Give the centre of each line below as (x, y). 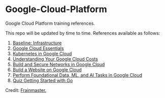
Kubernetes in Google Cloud (42, 54)
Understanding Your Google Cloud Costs (55, 59)
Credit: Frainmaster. (26, 90)
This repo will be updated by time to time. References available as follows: (83, 33)
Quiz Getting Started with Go (43, 80)
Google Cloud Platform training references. (50, 23)
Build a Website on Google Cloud (47, 70)
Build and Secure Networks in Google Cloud (59, 64)
